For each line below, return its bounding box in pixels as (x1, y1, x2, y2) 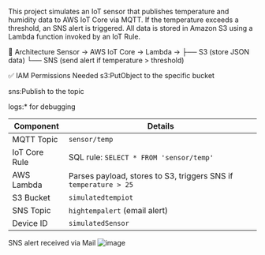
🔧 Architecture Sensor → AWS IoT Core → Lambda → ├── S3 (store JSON (8, 47, 250, 56)
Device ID (12, 218, 49, 228)
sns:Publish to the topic (8, 87, 84, 96)
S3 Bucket (12, 193, 50, 203)
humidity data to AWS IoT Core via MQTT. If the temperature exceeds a (8, 15, 239, 24)
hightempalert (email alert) (68, 205, 168, 216)
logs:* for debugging (8, 102, 77, 111)
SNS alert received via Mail (8, 238, 96, 247)
